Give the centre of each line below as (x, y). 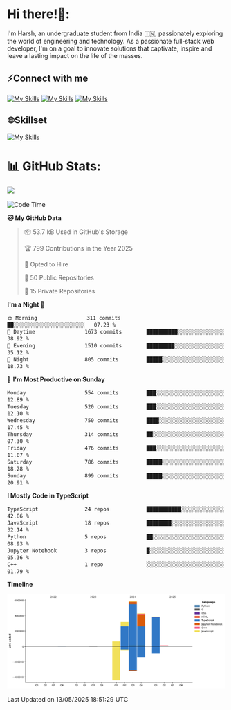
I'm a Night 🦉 (26, 304)
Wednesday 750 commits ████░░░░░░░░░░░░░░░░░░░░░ (116, 420)
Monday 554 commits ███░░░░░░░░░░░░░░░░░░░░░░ (116, 393)
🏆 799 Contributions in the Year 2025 (78, 248)
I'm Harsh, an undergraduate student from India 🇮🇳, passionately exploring (115, 33)
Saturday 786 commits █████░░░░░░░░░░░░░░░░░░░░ (116, 462)
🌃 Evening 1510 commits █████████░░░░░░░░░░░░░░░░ (116, 345)
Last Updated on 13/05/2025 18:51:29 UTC (68, 699)
